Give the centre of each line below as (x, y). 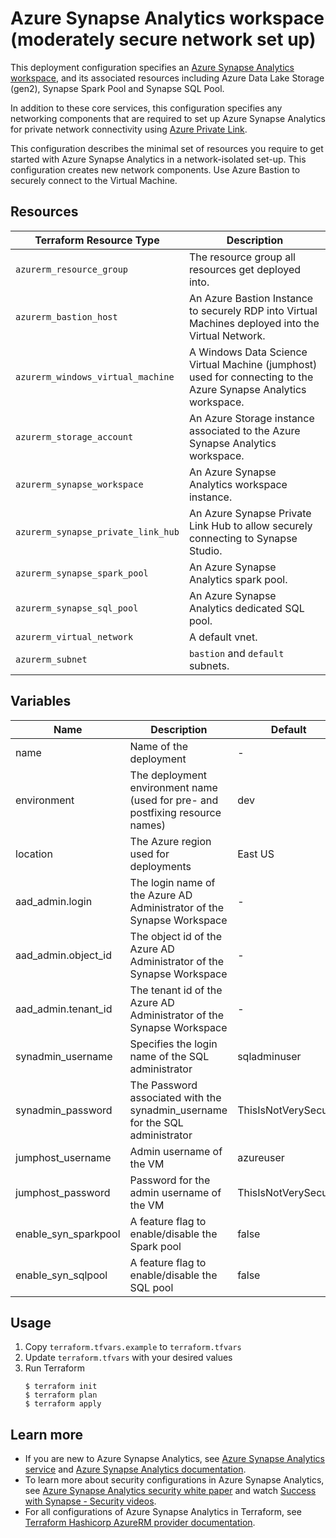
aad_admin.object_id (63, 955)
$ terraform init (61, 1387)
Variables (41, 701)
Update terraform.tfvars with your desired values (128, 1358)
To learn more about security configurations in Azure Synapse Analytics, (174, 1480)
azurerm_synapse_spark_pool (82, 573)
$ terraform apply (63, 1404)
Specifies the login (173, 1044)
